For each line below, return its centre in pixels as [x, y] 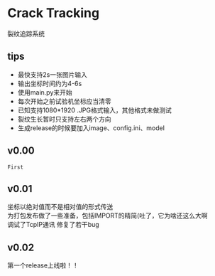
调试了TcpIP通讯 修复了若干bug [53, 225]
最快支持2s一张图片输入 [52, 74]
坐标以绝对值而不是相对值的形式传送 [60, 207]
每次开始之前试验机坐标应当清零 [64, 101]
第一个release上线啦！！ [43, 265]
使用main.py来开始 [45, 92]
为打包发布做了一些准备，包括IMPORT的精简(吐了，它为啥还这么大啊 [107, 216]
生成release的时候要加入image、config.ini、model [91, 128]
